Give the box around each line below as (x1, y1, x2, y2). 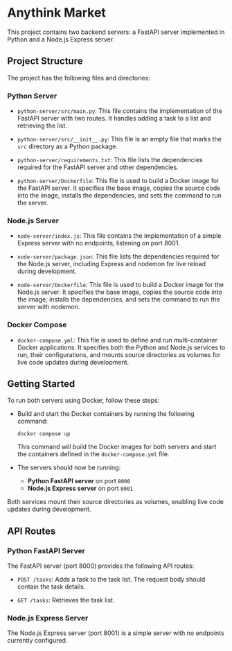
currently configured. (7, 636, 68, 645)
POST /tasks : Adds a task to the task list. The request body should (17, 575, 206, 584)
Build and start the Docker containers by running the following (17, 410, 195, 418)
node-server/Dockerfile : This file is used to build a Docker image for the (17, 281, 224, 289)
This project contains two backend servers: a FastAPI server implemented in (7, 28, 225, 36)
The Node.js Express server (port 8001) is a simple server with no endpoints (7, 629, 224, 637)
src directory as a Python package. (17, 142, 118, 150)
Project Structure (7, 55, 83, 67)
